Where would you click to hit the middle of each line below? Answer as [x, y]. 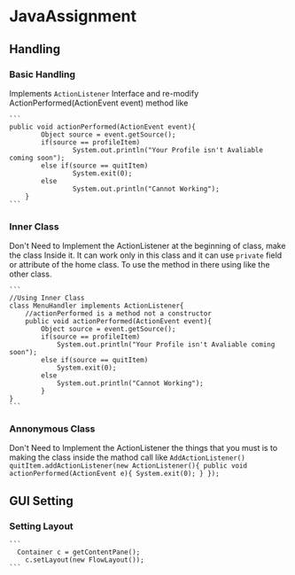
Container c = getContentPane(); [79, 552]
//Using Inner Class [47, 299]
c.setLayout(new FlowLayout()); [85, 560]
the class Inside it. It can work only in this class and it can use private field [146, 255]
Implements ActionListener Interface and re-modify [104, 93]
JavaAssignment [73, 16]
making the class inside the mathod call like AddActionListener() [127, 457]
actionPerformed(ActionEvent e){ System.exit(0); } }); [114, 474]
